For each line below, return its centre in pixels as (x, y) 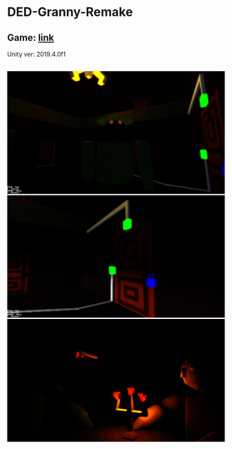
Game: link (31, 38)
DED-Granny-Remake (70, 12)
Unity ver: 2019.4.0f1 (37, 54)
